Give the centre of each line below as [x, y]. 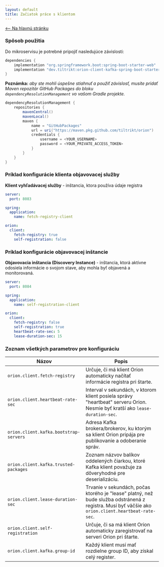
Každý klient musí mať [111, 544]
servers [16, 437]
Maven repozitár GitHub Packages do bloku [49, 89]
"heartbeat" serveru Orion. [116, 402]
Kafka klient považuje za [114, 467]
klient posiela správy [109, 396]
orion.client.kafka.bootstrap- [44, 432]
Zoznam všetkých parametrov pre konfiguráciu [62, 348]
